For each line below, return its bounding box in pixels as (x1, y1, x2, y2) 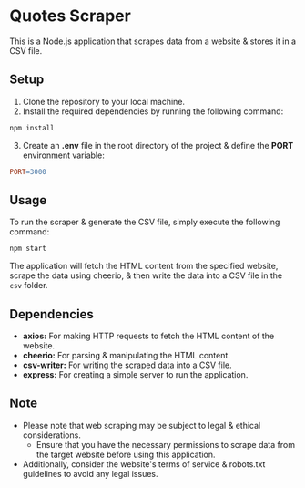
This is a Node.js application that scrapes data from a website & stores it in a (9, 36, 296, 47)
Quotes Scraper (9, 5, 132, 26)
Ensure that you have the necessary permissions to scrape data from (36, 439, 296, 450)
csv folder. (9, 280, 48, 291)
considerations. (22, 430, 82, 441)
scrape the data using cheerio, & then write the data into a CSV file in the (9, 270, 283, 281)
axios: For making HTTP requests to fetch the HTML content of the (22, 330, 275, 341)
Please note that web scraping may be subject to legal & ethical (22, 420, 261, 431)
